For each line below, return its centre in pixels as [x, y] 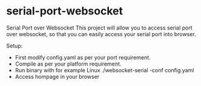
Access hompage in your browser [57, 76]
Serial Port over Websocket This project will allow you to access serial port [99, 28]
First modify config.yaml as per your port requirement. [83, 57]
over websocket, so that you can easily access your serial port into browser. [101, 34]
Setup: [15, 46]
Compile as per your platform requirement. [68, 64]
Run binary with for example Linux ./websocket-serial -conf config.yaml [104, 70]
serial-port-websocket [64, 11]
